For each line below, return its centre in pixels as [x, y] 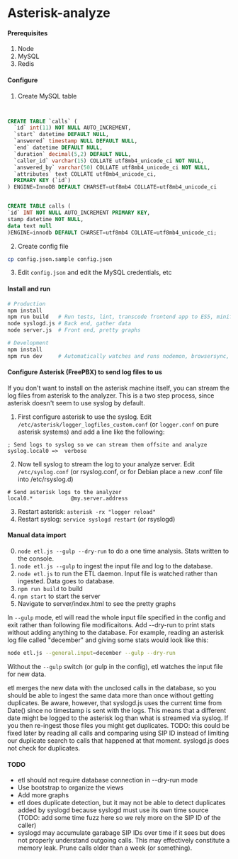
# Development [28, 343]
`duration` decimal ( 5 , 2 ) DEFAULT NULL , [73, 154]
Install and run [29, 289]
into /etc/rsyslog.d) [45, 479]
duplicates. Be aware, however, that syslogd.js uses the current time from [115, 702]
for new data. [27, 674]
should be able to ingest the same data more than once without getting [110, 695]
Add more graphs [43, 795]
